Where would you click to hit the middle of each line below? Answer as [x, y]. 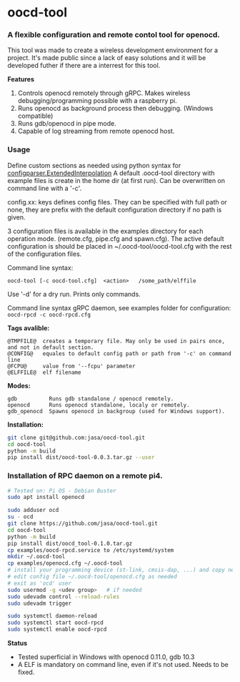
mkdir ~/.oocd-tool [36, 557]
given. [17, 217]
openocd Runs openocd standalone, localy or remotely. [99, 405]
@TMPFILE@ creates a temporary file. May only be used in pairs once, [116, 341]
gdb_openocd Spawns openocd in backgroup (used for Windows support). [116, 411]
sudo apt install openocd [46, 498]
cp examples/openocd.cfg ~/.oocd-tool [65, 563]
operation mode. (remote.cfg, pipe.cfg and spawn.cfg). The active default [116, 238]
